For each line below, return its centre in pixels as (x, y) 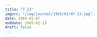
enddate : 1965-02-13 (26, 23)
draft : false (18, 27)
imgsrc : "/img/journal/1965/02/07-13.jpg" (49, 14)
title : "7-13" (19, 9)
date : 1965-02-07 (23, 18)
